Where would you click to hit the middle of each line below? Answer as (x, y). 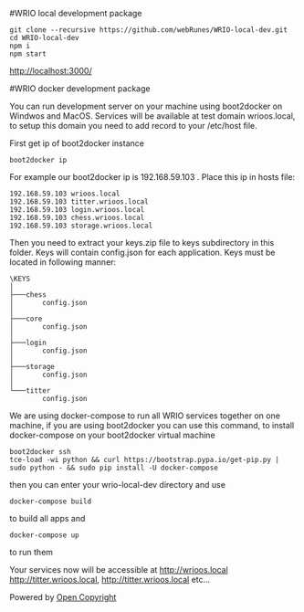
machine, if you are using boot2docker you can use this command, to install (152, 425)
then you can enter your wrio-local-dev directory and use (118, 485)
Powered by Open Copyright (63, 597)
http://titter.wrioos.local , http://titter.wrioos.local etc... (110, 580)
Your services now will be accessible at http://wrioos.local (119, 570)
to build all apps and (47, 518)
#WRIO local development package (76, 13)
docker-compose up (44, 535)
